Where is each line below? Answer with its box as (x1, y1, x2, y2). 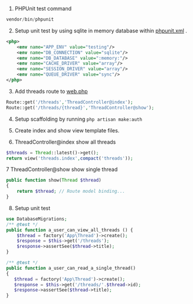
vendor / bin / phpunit (6, 17, 54, 22)
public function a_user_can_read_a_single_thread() (6, 265, 136, 271)
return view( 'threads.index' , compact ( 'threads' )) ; (6, 155, 133, 161)
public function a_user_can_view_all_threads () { (6, 227, 133, 233)
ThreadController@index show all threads (14, 138, 116, 145)
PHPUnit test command (14, 5, 72, 12)
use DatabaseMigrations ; (6, 216, 67, 222)
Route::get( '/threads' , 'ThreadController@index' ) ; (6, 99, 133, 105)
